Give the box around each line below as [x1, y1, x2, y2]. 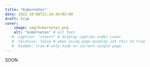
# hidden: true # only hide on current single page [11, 44, 121, 48]
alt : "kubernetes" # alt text [14, 30, 76, 35]
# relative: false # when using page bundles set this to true [11, 39, 146, 44]
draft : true [5, 16, 29, 21]
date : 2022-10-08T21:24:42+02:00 [5, 12, 73, 17]
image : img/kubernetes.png [14, 25, 69, 30]
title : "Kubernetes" [5, 7, 47, 12]
